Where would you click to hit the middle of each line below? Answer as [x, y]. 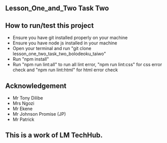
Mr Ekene [23, 109]
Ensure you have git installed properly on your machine [70, 38]
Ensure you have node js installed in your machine [65, 43]
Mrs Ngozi [23, 104]
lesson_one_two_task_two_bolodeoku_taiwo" [59, 54]
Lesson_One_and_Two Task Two [57, 8]
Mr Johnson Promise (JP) [39, 114]
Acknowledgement [36, 86]
